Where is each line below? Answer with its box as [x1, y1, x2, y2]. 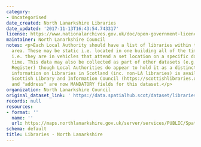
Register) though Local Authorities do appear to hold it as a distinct [11, 64, 197, 71]
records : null [6, 98, 42, 104]
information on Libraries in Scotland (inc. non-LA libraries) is [11, 70, 181, 76]
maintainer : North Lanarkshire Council [6, 37, 106, 43]
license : [6, 31, 28, 37]
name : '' [11, 115, 33, 121]
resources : [6, 103, 33, 110]
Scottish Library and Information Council [11, 76, 119, 82]
